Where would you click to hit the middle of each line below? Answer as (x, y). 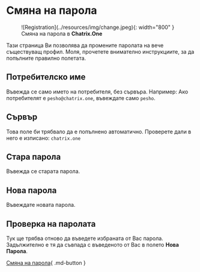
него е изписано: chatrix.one (44, 138)
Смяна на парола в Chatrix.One (62, 33)
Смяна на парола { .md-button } (46, 263)
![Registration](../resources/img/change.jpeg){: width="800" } (98, 27)
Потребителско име (46, 77)
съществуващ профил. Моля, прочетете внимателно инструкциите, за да (100, 51)
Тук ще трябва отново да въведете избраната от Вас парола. (85, 238)
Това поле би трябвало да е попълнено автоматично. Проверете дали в (99, 131)
